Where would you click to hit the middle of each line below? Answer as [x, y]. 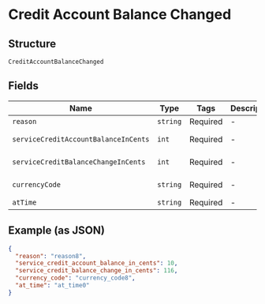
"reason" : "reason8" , [51, 256]
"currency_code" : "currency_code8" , [75, 278]
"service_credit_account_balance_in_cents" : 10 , [97, 263]
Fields [24, 86]
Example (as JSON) [56, 231]
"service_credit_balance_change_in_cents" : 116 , [97, 271]
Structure [32, 44]
